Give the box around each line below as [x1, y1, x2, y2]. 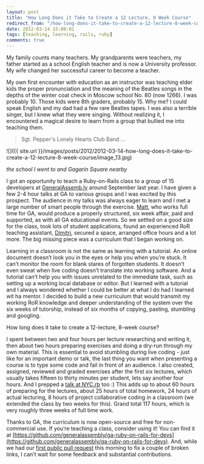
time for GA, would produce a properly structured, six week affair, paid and [6, 210, 194, 216]
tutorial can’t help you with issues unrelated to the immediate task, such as [6, 273, 193, 280]
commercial [6, 425, 36, 432]
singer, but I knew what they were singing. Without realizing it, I [6, 111, 165, 118]
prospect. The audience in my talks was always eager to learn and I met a [6, 197, 191, 204]
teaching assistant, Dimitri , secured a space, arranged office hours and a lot [6, 229, 196, 236]
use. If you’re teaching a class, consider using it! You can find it [36, 425, 195, 432]
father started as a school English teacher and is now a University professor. [6, 60, 197, 68]
